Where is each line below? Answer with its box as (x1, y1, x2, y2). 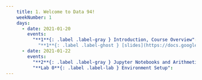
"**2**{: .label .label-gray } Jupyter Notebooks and (32, 59, 171, 65)
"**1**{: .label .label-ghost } (37, 43, 119, 49)
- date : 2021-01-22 (21, 48, 71, 54)
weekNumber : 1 (16, 14, 52, 20)
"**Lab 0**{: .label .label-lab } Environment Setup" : (32, 64, 173, 71)
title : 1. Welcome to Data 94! (16, 8, 95, 15)
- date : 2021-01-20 (21, 25, 71, 32)
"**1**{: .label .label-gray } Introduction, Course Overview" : (32, 37, 198, 43)
